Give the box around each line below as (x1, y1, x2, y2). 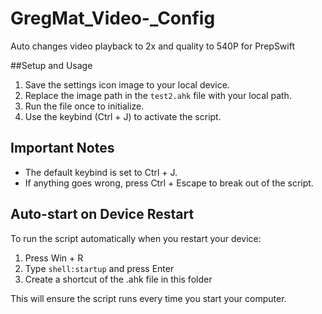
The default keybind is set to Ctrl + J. (24, 166, 178, 178)
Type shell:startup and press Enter (24, 262, 175, 274)
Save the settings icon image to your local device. (24, 78, 230, 91)
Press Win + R (24, 252, 84, 264)
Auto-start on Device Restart (10, 206, 195, 223)
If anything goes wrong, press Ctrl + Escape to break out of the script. (24, 177, 314, 189)
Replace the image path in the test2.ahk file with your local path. (24, 89, 292, 101)
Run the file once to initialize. (24, 100, 145, 112)
